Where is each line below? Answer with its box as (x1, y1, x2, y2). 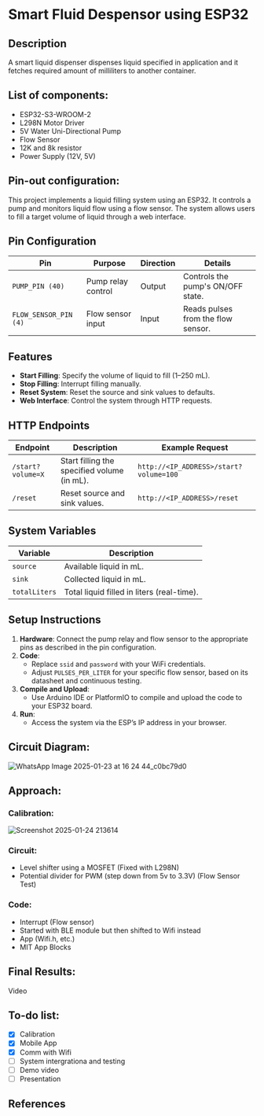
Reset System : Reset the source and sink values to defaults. (19, 388, 215, 397)
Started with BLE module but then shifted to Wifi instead (19, 926, 202, 935)
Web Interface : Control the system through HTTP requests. (19, 396, 212, 406)
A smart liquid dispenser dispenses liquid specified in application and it (8, 57, 238, 67)
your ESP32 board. (31, 701, 93, 710)
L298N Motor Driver (19, 118, 85, 127)
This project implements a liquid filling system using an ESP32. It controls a (8, 195, 251, 204)
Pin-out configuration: (8, 175, 120, 188)
